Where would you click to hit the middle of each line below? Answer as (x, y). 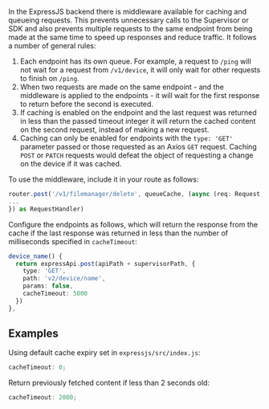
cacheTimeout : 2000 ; (43, 398)
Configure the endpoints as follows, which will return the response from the (133, 224)
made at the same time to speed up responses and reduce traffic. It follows (132, 37)
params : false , (48, 286)
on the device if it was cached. (71, 164)
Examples (33, 334)
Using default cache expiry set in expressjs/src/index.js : (104, 353)
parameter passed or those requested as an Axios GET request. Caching (138, 147)
